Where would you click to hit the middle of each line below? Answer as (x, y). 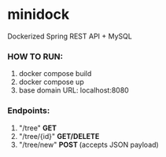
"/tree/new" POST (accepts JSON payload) (89, 144)
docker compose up (51, 82)
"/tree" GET (37, 128)
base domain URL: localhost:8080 (74, 90)
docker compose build (55, 74)
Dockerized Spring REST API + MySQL (70, 36)
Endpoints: (29, 111)
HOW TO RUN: (35, 57)
